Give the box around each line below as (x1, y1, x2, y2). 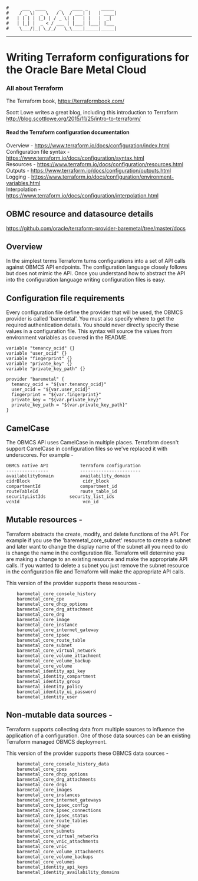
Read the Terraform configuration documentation (6, 129, 130, 136)
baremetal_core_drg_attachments (16, 776, 96, 783)
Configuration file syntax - (6, 148, 70, 155)
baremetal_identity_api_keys (16, 864, 88, 870)
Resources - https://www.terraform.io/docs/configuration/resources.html (6, 160, 184, 167)
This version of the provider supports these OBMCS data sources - (6, 750, 169, 757)
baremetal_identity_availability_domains (16, 869, 120, 875)
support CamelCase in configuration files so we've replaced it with (6, 445, 168, 452)
